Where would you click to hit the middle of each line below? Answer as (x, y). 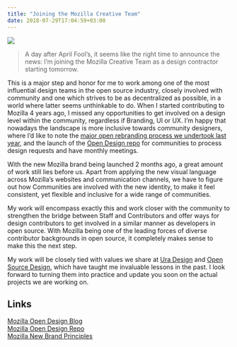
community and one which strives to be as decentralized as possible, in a (114, 98)
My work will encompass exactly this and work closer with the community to (118, 208)
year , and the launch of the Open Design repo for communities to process (115, 143)
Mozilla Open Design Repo (46, 329)
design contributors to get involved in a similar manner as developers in (111, 223)
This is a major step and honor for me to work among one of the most (109, 83)
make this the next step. (42, 246)
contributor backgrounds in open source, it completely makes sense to (110, 238)
